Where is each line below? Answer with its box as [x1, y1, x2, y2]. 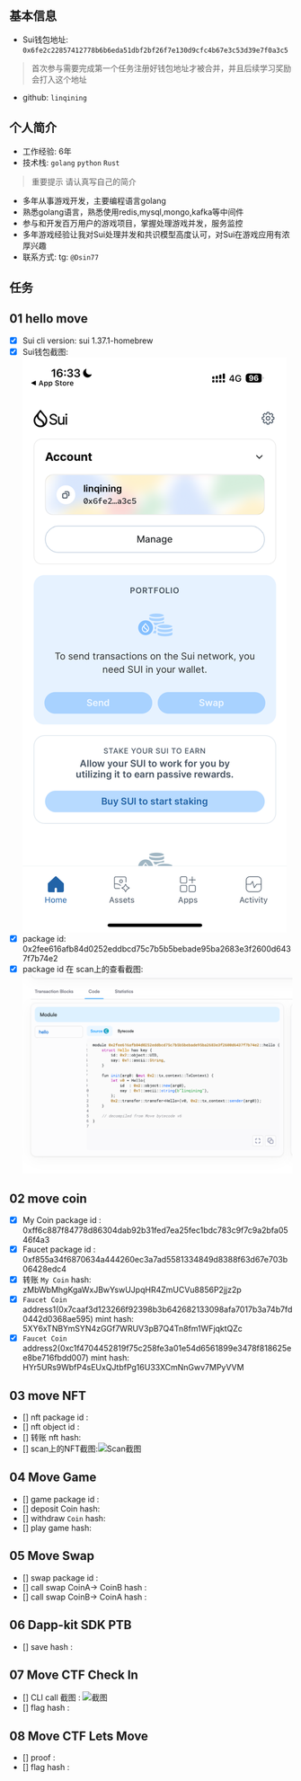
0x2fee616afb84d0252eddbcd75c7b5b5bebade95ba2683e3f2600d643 [22, 944, 292, 954]
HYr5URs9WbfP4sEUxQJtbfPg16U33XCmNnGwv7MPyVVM [22, 1362, 244, 1373]
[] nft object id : [22, 1422, 80, 1432]
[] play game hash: [22, 1522, 93, 1533]
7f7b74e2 [22, 953, 58, 964]
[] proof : [22, 1752, 56, 1763]
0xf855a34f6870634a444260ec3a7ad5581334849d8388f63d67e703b [22, 1254, 288, 1265]
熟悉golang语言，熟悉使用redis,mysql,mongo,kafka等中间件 [22, 206, 244, 217]
